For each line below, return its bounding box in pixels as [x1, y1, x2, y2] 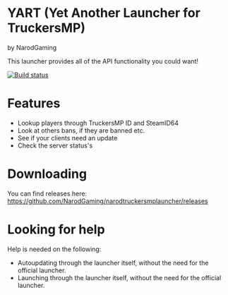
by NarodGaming [7, 43, 57, 52]
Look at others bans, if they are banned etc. [17, 126, 145, 135]
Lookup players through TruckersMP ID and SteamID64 [17, 119, 179, 127]
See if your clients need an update [17, 133, 118, 142]
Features [7, 95, 61, 112]
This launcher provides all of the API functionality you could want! [7, 56, 199, 65]
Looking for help [7, 222, 105, 237]
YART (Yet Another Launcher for [7, 5, 201, 21]
